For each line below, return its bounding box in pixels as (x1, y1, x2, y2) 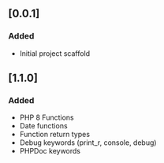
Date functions (19, 121, 69, 131)
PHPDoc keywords (19, 146, 81, 156)
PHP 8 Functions (19, 113, 74, 122)
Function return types (19, 130, 91, 139)
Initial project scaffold (19, 48, 91, 58)
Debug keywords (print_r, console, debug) (19, 138, 157, 147)
